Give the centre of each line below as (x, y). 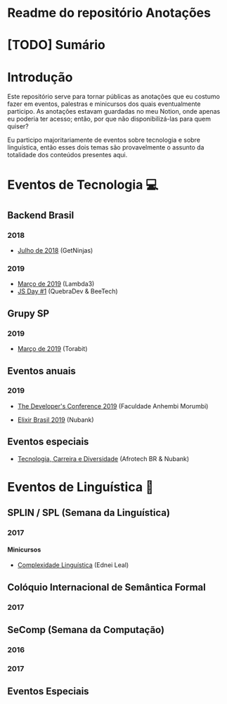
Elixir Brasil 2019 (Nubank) (56, 420)
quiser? (18, 126)
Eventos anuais (41, 371)
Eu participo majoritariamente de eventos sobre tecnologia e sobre (104, 140)
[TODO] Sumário (56, 45)
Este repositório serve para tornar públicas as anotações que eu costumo (113, 97)
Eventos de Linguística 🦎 (80, 487)
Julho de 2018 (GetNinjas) (55, 251)
